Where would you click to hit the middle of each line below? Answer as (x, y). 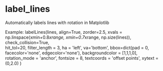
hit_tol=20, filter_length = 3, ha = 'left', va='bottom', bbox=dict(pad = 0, (77, 47)
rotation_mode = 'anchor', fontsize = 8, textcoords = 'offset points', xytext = (82, 58)
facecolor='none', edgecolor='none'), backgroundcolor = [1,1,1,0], (71, 53)
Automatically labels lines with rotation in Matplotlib (57, 23)
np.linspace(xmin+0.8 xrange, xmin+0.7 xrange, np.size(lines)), (68, 37)
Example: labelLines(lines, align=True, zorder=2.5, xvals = (64, 32)
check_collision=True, (27, 42)
